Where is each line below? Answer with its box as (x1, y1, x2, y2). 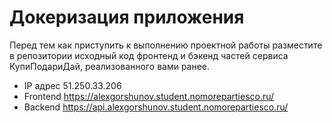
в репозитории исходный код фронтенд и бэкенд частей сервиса (9, 49, 289, 61)
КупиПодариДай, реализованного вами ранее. (9, 60, 211, 72)
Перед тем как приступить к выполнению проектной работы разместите (9, 39, 323, 51)
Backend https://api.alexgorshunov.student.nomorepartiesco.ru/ (23, 101, 289, 113)
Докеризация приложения (9, 6, 245, 29)
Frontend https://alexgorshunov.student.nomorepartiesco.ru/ (23, 90, 275, 102)
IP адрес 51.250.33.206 (23, 79, 122, 91)
